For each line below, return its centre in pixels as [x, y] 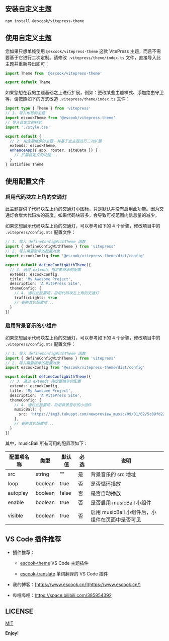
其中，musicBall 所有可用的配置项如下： [47, 443]
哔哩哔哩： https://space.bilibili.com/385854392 [62, 595]
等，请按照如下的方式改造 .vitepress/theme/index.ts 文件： [68, 99]
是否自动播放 [106, 493]
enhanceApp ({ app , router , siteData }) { [54, 150]
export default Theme [28, 82]
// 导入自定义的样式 [24, 123]
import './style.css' [28, 127]
